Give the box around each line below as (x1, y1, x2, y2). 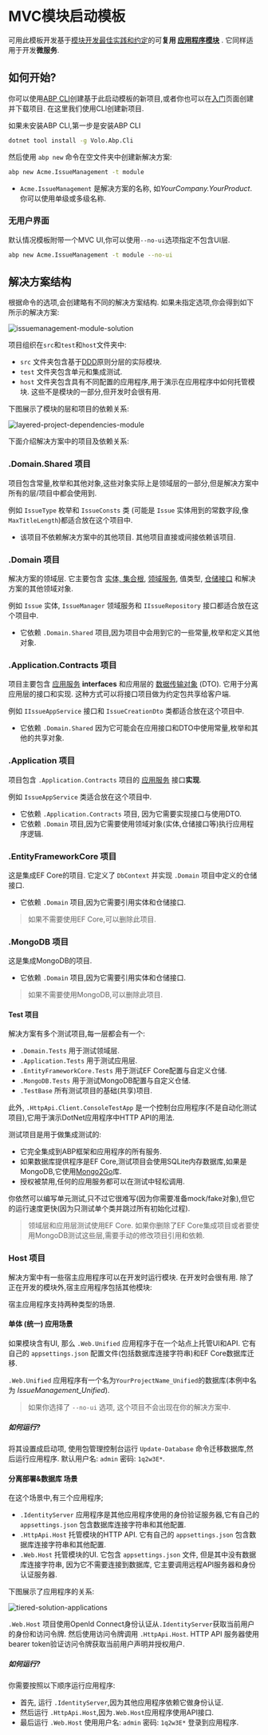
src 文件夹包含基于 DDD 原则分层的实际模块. (19, 357, 162, 367)
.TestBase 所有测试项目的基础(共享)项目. (19, 1086, 153, 1096)
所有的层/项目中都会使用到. (8, 488, 97, 498)
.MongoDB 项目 (8, 936, 69, 947)
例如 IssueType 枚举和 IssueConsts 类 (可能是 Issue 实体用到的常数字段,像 (8, 505, 249, 515)
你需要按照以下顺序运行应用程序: (8, 1681, 116, 1690)
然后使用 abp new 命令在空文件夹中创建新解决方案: (8, 152, 173, 161)
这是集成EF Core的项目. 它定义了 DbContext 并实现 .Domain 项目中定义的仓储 (8, 870, 258, 880)
